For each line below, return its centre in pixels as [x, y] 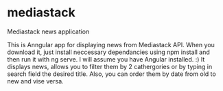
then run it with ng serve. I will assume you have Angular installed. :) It [106, 59]
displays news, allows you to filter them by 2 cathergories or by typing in [110, 66]
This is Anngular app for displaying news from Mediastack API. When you [111, 44]
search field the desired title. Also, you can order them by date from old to [111, 74]
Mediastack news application [48, 31]
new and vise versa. [35, 81]
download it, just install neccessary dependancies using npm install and [109, 52]
